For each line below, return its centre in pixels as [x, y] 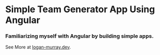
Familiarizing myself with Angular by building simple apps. [79, 36]
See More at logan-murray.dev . [38, 47]
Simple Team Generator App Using [80, 9]
